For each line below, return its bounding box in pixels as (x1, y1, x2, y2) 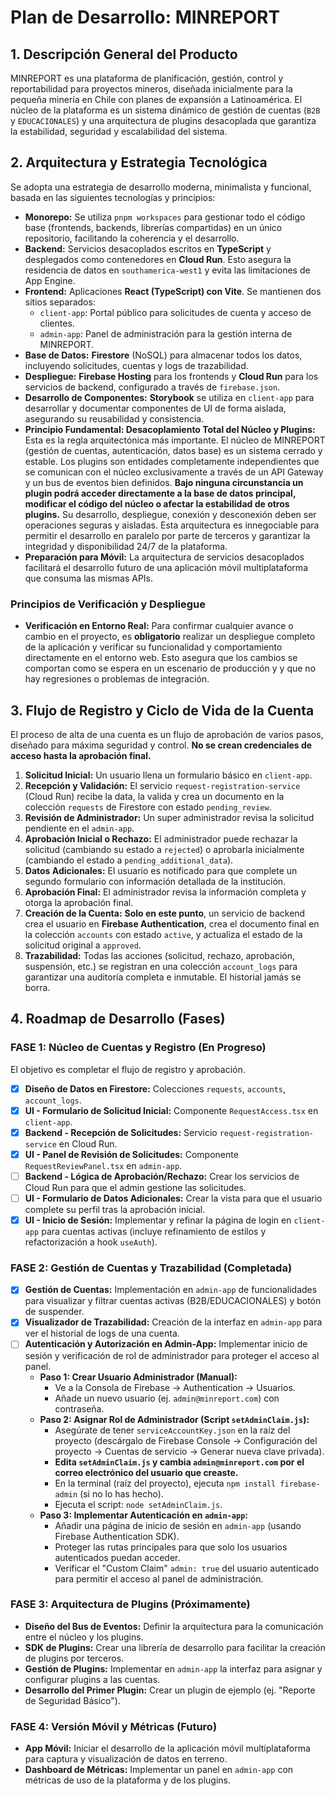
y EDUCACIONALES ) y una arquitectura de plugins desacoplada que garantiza (10, 115, 317, 126)
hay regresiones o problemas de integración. (24, 673, 210, 685)
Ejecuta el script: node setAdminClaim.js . (54, 1498, 223, 1510)
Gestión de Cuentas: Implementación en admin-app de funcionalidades (24, 1284, 318, 1296)
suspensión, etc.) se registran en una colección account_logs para (24, 960, 298, 972)
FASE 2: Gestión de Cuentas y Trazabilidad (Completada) (10, 1261, 293, 1275)
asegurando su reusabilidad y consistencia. (24, 412, 205, 425)
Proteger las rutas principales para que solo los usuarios (54, 1541, 288, 1553)
